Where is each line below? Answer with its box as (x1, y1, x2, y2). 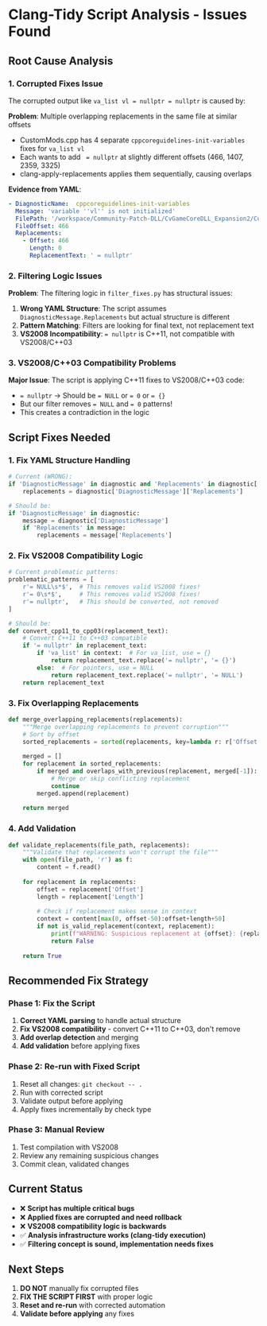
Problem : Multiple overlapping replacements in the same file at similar (8, 111, 238, 121)
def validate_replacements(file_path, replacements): (8, 841, 191, 849)
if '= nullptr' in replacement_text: (22, 642, 148, 649)
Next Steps (8, 1262, 64, 1277)
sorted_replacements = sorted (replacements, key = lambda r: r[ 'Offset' (22, 738, 261, 746)
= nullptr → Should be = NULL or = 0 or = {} (19, 391, 166, 401)
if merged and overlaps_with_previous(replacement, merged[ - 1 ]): (37, 767, 258, 775)
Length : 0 (29, 244, 62, 252)
